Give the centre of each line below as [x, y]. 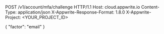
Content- [150, 7]
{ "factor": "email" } [25, 27]
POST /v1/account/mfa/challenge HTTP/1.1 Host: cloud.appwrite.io [73, 7]
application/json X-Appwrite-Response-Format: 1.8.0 [71, 12]
